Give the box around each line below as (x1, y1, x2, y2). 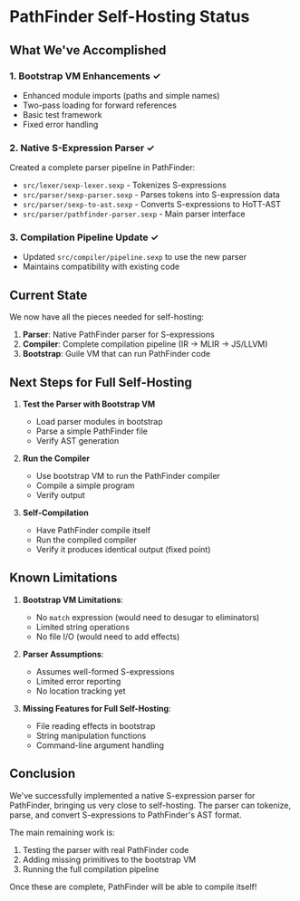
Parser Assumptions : (22, 648, 104, 659)
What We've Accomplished (9, 43, 167, 58)
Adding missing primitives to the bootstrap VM (22, 854, 197, 865)
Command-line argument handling (35, 740, 165, 751)
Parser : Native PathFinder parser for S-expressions (22, 329, 215, 340)
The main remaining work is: (9, 827, 115, 838)
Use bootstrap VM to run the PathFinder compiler (35, 471, 220, 482)
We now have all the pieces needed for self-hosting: (9, 312, 205, 322)
